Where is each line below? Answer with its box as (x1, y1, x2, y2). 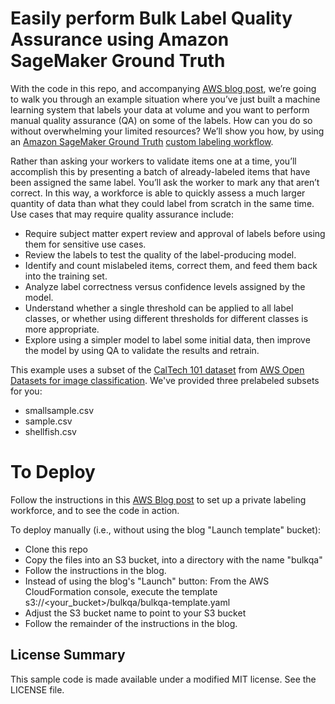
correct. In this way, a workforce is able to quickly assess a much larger (10, 187, 306, 199)
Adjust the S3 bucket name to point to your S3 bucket (24, 607, 247, 619)
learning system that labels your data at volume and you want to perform (10, 103, 310, 116)
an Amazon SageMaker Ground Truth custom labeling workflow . (10, 135, 274, 147)
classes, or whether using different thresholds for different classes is (24, 312, 309, 324)
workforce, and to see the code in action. (10, 504, 180, 516)
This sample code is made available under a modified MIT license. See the (10, 673, 317, 685)
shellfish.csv (24, 425, 77, 437)
